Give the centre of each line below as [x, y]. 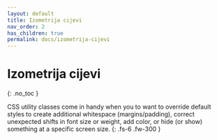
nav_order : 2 [26, 26]
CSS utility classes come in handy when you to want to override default [109, 107]
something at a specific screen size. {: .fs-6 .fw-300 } [84, 129]
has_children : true [35, 33]
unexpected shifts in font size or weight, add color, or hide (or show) [105, 122]
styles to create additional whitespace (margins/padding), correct [101, 114]
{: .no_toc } [23, 93]
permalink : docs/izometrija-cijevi [59, 40]
